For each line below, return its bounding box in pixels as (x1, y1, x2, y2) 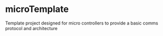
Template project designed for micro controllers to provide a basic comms (5, 20, 158, 26)
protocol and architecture (5, 25, 58, 31)
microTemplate (5, 3, 69, 15)
